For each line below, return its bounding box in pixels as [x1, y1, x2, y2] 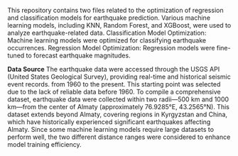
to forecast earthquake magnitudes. [26, 51, 131, 60]
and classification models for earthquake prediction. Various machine [7, 13, 211, 22]
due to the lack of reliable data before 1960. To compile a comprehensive [7, 88, 222, 96]
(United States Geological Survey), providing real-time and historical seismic [7, 72, 231, 81]
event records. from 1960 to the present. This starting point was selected [7, 80, 221, 88]
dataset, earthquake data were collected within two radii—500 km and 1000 [7, 95, 229, 104]
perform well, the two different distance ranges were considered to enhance [7, 133, 231, 141]
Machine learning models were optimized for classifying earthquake [7, 36, 207, 45]
